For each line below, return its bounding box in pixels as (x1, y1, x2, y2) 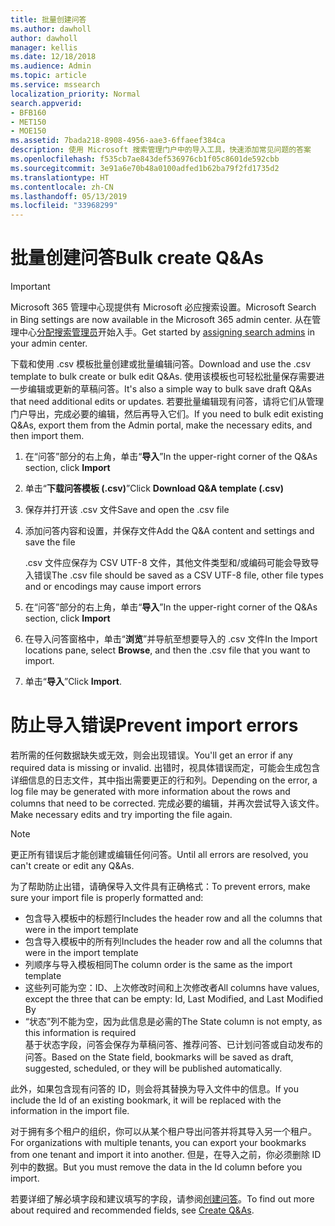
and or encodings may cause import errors (24, 581, 202, 593)
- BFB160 (10, 107, 47, 118)
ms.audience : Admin (10, 61, 92, 71)
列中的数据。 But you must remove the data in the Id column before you (10, 1161, 303, 1173)
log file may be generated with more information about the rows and (10, 786, 291, 797)
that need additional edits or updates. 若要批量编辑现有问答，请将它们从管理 (10, 396, 325, 408)
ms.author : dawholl (10, 24, 92, 34)
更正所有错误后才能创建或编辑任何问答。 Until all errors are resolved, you (10, 849, 309, 860)
